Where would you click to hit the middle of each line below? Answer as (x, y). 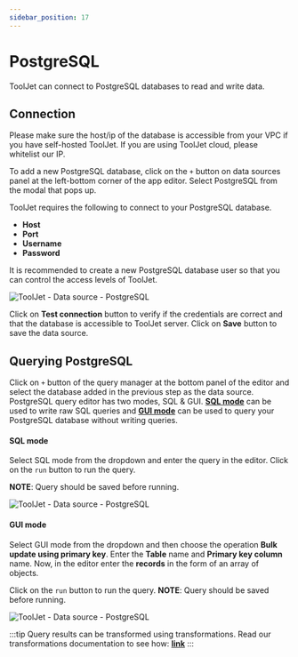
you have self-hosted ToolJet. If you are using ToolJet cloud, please (134, 145)
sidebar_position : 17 (49, 17)
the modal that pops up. (53, 190)
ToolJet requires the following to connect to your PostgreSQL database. (141, 208)
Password (41, 253)
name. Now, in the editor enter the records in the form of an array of (134, 563)
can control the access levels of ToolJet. (84, 280)
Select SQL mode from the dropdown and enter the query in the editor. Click (149, 461)
